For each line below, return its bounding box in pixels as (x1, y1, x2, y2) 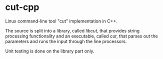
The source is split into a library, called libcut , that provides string (5, 27, 140, 33)
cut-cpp (5, 1, 39, 13)
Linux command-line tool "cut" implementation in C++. (5, 18, 117, 24)
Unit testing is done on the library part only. (5, 48, 94, 54)
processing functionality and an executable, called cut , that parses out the (5, 33, 158, 39)
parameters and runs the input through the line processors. (5, 38, 127, 44)
